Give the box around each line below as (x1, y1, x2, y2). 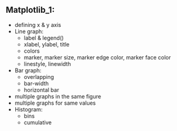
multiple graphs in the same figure (14, 92, 102, 100)
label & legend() (23, 34, 64, 42)
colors (23, 47, 40, 54)
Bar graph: (14, 67, 42, 74)
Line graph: (14, 28, 44, 35)
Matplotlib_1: (6, 5, 55, 15)
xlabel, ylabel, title (23, 40, 70, 48)
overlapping (23, 73, 55, 80)
